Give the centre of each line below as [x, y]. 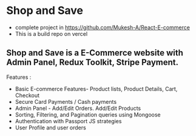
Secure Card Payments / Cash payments [66, 101]
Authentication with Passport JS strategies [68, 121]
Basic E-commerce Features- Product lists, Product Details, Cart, [96, 89]
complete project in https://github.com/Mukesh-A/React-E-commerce [102, 27]
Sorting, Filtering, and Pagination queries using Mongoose [88, 114]
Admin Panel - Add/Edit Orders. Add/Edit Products [78, 108]
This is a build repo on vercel [51, 33]
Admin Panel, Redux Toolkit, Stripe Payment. [93, 62]
